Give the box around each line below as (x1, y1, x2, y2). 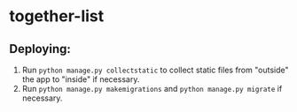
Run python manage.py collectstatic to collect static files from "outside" (21, 64, 289, 75)
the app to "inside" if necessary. (21, 74, 140, 85)
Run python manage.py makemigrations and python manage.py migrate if (21, 84, 283, 93)
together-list (9, 6, 105, 26)
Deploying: (9, 41, 71, 56)
